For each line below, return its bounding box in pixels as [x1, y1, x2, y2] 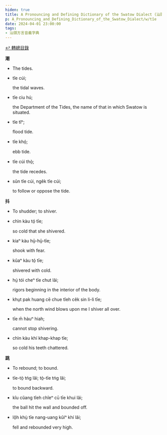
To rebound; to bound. [12, 365, 59, 371]
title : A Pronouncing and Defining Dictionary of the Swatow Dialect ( [5, 12, 157, 17]
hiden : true [5, 7, 30, 12]
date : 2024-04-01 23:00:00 [5, 21, 61, 26]
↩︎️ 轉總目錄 [5, 45, 29, 50]
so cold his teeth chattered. [12, 345, 69, 351]
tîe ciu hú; [12, 94, 33, 100]
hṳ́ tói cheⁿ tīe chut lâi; [12, 277, 59, 283]
